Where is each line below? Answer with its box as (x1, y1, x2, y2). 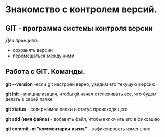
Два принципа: (5, 37, 38, 43)
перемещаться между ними (12, 52, 75, 59)
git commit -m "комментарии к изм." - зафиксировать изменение (5, 126, 151, 132)
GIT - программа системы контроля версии (5, 24, 153, 33)
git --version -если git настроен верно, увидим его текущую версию (5, 80, 156, 87)
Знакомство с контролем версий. (5, 4, 157, 15)
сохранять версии (12, 47, 53, 53)
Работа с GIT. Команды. (5, 67, 85, 76)
